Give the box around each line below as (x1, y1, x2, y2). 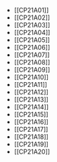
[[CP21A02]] (13, 13, 51, 22)
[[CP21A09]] (13, 66, 51, 74)
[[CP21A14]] (13, 103, 49, 111)
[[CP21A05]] (13, 36, 51, 44)
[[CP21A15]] (13, 110, 49, 119)
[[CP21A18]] (13, 133, 49, 141)
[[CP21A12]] (13, 88, 49, 96)
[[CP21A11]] (13, 81, 48, 88)
